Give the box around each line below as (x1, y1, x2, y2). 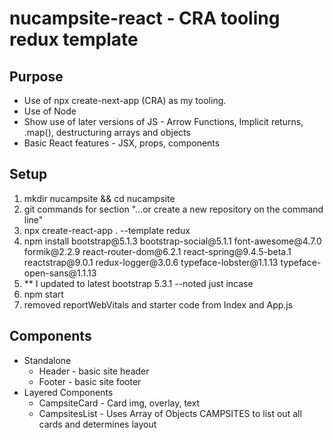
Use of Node (23, 105, 77, 117)
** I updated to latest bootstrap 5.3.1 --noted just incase (23, 277, 254, 289)
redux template (9, 28, 139, 51)
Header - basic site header (38, 365, 150, 377)
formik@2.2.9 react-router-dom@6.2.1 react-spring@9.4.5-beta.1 (23, 245, 292, 257)
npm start (23, 288, 64, 300)
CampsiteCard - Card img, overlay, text (38, 397, 201, 409)
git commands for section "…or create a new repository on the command (23, 203, 324, 215)
